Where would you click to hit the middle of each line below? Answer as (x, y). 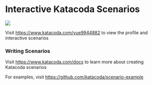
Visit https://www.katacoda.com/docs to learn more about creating (74, 62)
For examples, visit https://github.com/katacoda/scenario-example (74, 77)
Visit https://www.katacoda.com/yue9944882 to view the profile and (77, 32)
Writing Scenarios (28, 51)
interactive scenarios (27, 38)
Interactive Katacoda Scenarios (72, 9)
